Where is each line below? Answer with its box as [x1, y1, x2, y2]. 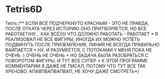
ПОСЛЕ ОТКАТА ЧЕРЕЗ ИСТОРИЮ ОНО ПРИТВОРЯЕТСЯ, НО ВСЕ [5, 25, 147, 31]
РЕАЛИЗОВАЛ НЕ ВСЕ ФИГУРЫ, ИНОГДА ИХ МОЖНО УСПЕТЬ [5, 36, 140, 42]
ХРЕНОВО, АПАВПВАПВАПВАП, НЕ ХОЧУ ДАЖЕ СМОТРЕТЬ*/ [5, 68, 139, 74]
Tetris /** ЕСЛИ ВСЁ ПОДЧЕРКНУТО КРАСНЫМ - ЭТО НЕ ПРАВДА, [5, 20, 149, 26]
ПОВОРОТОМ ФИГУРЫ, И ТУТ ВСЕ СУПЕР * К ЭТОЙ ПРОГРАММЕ [5, 57, 148, 63]
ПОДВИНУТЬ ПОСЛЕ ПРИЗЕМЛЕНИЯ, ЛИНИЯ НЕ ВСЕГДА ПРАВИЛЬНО [5, 41, 160, 47]
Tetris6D [5, 4, 42, 15]
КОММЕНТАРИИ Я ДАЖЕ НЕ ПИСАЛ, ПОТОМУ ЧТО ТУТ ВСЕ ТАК [5, 63, 146, 69]
